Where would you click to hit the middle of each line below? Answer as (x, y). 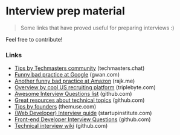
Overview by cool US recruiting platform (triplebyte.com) (85, 87)
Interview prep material (65, 11)
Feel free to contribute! (34, 39)
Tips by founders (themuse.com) (55, 107)
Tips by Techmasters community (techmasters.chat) (79, 68)
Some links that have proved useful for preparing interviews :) (97, 28)
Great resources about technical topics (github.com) (79, 100)
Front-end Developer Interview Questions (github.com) (83, 119)
